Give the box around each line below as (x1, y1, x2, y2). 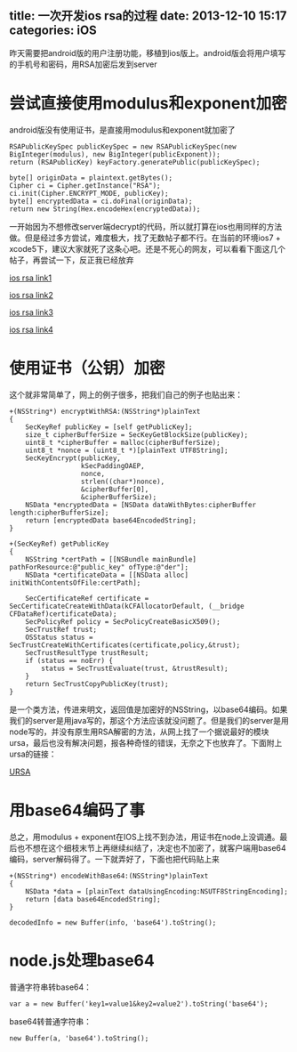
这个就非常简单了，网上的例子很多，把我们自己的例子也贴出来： (9, 389, 243, 400)
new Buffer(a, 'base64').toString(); (9, 1033, 149, 1043)
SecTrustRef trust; (25, 625, 98, 634)
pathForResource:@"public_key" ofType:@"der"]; (9, 562, 189, 571)
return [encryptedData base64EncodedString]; (25, 515, 197, 525)
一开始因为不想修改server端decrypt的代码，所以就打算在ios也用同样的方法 (9, 221, 283, 231)
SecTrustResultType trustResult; (25, 648, 149, 657)
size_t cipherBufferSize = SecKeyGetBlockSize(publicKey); (25, 430, 249, 439)
